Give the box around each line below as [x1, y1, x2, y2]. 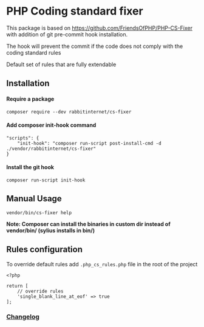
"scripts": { [6, 135, 39, 141]
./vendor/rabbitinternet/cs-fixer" [6, 146, 97, 152]
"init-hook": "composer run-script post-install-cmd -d [17, 140, 162, 146]
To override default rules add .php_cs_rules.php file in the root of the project [6, 260, 198, 268]
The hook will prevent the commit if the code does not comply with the [6, 42, 183, 50]
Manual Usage [6, 194, 62, 204]
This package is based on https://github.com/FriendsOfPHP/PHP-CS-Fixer [6, 24, 193, 32]
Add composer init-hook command [6, 121, 97, 129]
